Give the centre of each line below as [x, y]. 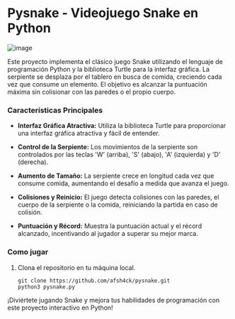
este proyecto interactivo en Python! [60, 308]
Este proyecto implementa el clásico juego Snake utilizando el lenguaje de [115, 61]
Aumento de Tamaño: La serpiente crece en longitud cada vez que [116, 176]
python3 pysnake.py [46, 287]
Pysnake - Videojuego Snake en [103, 13]
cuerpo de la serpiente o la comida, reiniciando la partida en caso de [117, 205]
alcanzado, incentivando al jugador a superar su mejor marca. [108, 234]
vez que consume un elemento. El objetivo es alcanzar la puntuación [107, 84]
